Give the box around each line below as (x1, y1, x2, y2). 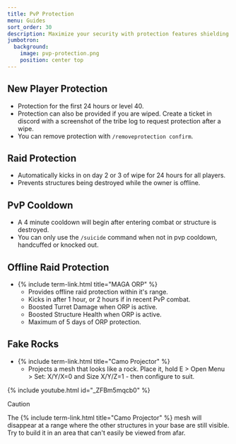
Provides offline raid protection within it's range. (28, 288, 168, 296)
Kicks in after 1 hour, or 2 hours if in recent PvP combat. (28, 295, 191, 304)
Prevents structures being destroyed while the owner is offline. (17, 179, 201, 187)
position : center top (20, 57, 83, 64)
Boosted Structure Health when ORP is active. (28, 310, 163, 318)
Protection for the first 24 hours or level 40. (17, 101, 144, 110)
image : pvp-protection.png (20, 50, 100, 57)
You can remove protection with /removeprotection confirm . (17, 132, 194, 140)
